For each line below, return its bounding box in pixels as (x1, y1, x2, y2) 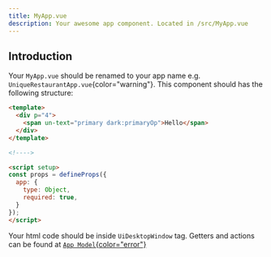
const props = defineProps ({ (8, 171, 107, 179)
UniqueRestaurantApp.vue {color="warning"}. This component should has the (8, 79, 264, 89)
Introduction (8, 49, 73, 63)
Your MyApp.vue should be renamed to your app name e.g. (8, 71, 201, 81)
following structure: (8, 88, 74, 98)
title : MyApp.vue (8, 11, 67, 20)
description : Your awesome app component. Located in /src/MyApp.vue (8, 19, 249, 28)
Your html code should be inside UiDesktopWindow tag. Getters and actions (8, 230, 256, 240)
